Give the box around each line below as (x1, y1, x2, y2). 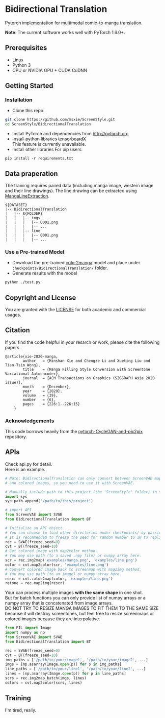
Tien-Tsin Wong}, (5, 362, 41, 367)
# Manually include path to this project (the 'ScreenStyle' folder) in (5, 489, 157, 494)
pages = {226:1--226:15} (23, 401, 80, 406)
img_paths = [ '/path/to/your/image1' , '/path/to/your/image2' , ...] (5, 657, 148, 662)
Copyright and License (5, 293, 76, 302)
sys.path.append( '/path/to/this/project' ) (5, 499, 93, 504)
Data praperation (5, 169, 58, 178)
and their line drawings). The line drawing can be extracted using (5, 188, 137, 194)
